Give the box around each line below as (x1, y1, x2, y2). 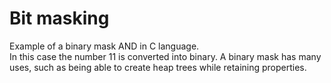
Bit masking (9, 7, 110, 30)
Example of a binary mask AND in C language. (9, 40, 200, 52)
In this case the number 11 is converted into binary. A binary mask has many (9, 50, 322, 62)
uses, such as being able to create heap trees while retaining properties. (9, 61, 307, 73)
